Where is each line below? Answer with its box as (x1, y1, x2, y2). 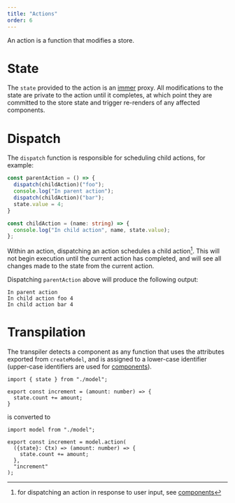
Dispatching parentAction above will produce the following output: (7, 275, 199, 284)
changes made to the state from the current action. (7, 261, 155, 270)
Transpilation (7, 324, 86, 340)
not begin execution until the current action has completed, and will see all (7, 254, 222, 263)
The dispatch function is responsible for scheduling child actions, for (7, 153, 206, 162)
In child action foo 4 (7, 295, 73, 302)
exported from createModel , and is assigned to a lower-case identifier (7, 354, 208, 363)
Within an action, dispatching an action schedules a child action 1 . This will (7, 246, 220, 255)
